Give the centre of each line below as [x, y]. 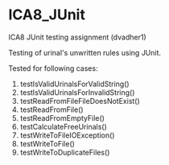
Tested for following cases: [53, 68]
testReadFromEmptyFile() [62, 118]
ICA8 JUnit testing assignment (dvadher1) [77, 37]
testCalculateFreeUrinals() [63, 126]
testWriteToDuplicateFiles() [65, 152]
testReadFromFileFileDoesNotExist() [80, 101]
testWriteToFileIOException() [67, 135]
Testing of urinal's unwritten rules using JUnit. [85, 52]
